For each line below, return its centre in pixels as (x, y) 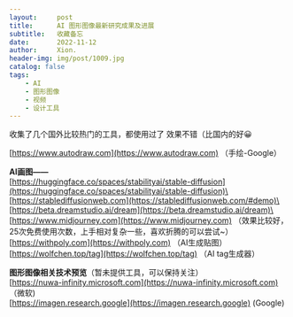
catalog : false (37, 67)
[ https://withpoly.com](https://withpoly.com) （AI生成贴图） (118, 243)
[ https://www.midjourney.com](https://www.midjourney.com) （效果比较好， (149, 220)
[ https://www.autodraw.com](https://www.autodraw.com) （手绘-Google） (145, 153)
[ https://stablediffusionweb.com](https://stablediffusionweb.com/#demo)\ (145, 201)
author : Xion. (43, 50)
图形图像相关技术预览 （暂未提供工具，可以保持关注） (106, 273)
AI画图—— (29, 172)
